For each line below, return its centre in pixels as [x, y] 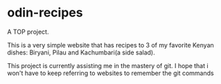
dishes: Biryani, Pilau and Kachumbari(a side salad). [81, 52]
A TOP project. [28, 32]
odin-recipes [45, 13]
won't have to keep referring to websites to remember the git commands [110, 73]
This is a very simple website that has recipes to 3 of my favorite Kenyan [111, 45]
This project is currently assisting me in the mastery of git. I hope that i [108, 65]
